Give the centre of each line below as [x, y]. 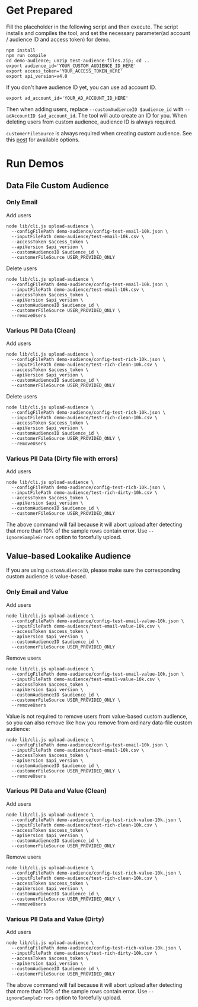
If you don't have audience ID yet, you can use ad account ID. [81, 87]
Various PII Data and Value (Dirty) [55, 919]
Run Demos [35, 164]
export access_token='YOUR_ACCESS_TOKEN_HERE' [65, 71]
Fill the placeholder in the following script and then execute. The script [92, 27]
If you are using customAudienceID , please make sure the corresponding [93, 570]
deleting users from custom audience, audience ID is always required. [91, 122]
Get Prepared [39, 10]
